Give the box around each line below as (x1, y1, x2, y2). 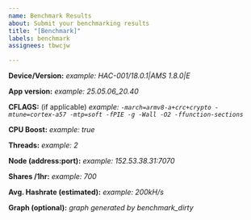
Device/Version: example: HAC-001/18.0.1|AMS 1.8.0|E (8, 71, 191, 81)
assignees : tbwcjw (8, 42, 70, 50)
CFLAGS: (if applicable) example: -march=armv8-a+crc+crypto (8, 102, 211, 112)
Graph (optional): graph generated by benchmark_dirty (8, 203, 194, 213)
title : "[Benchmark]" (8, 27, 82, 35)
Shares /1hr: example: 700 (8, 172, 97, 181)
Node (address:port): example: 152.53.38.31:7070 (8, 156, 175, 166)
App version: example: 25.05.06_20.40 (8, 86, 139, 97)
